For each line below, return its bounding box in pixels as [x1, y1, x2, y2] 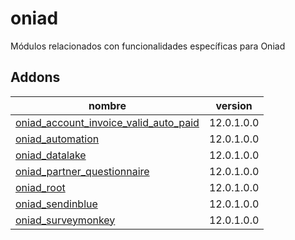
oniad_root [15, 180, 66, 194]
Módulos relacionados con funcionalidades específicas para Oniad [10, 40, 286, 52]
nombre [88, 98, 127, 112]
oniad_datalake [15, 148, 87, 162]
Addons [10, 69, 61, 86]
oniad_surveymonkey [15, 213, 116, 227]
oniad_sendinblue [15, 197, 98, 211]
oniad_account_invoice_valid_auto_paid [15, 115, 200, 129]
